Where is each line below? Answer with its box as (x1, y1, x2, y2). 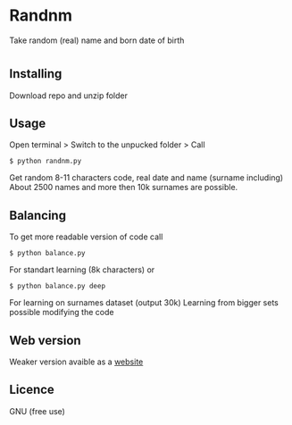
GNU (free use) (9, 405, 65, 416)
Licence (9, 382, 55, 397)
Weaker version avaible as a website (9, 356, 144, 367)
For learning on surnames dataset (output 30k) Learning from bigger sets (9, 297, 279, 308)
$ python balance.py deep (9, 282, 105, 291)
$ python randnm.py (9, 157, 82, 166)
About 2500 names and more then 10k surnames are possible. (9, 182, 238, 193)
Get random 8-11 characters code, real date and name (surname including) (9, 172, 284, 183)
